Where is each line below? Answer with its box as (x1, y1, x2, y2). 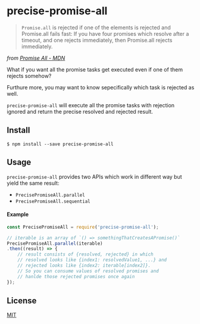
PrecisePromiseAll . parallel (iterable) (7, 240, 103, 247)
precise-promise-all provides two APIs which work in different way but (7, 173, 182, 180)
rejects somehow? (7, 72, 52, 79)
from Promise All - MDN (7, 54, 65, 61)
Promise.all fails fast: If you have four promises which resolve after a (21, 30, 189, 37)
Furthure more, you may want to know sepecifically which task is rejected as (7, 83, 195, 91)
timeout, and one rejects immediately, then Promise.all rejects (21, 36, 173, 43)
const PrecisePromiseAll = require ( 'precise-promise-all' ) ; (7, 224, 160, 230)
